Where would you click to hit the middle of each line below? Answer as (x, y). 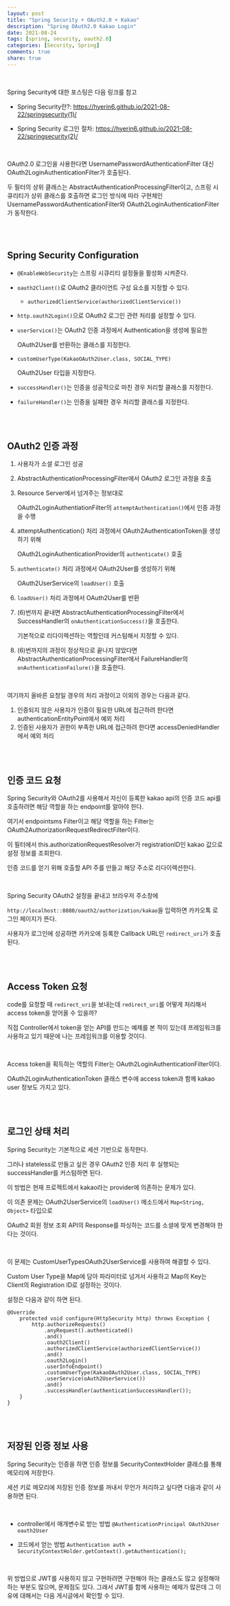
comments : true (29, 52)
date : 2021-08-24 (32, 33)
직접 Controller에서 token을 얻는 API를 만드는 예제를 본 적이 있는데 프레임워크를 (114, 1027)
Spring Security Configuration (73, 255)
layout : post (26, 13)
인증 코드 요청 (34, 780)
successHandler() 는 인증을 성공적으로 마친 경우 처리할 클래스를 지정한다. (115, 387)
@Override (21, 1312)
